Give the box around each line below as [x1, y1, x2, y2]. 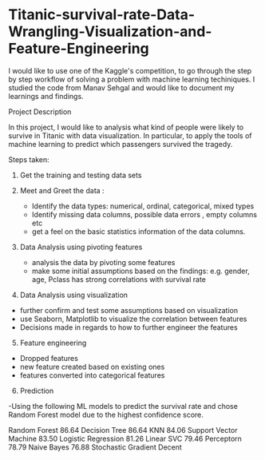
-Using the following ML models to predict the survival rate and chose [8, 401, 238, 410]
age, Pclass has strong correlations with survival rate [31, 274, 206, 284]
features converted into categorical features [19, 370, 165, 380]
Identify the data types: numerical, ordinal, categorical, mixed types [31, 201, 255, 211]
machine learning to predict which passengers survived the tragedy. [8, 139, 233, 149]
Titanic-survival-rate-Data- [8, 6, 196, 24]
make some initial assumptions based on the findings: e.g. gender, [31, 266, 250, 276]
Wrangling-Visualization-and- [8, 22, 212, 41]
